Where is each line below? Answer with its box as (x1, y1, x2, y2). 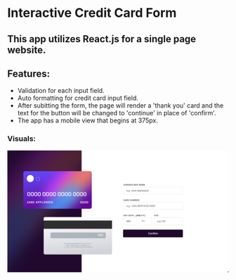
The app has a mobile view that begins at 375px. (17, 116, 158, 125)
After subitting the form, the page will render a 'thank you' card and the (17, 101, 224, 110)
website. (7, 44, 46, 56)
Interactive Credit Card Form (7, 5, 177, 21)
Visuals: (7, 134, 37, 144)
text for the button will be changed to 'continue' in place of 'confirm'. (17, 109, 216, 117)
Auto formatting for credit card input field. (17, 94, 138, 103)
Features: (7, 68, 51, 79)
